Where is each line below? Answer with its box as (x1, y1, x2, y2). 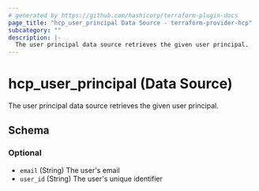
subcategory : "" (8, 26, 62, 34)
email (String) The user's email (19, 165, 121, 174)
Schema (8, 124, 50, 137)
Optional (8, 148, 42, 159)
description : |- (8, 33, 62, 42)
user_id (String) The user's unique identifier (19, 174, 163, 183)
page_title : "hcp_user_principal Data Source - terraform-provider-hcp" (8, 19, 253, 27)
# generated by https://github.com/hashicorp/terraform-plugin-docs (8, 11, 238, 20)
